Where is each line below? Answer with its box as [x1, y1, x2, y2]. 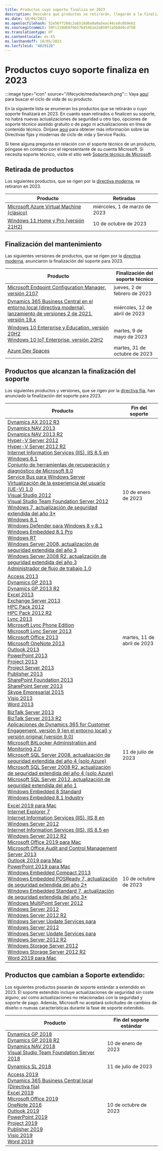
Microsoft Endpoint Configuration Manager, [7, 284, 107, 291]
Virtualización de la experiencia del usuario [7, 480, 106, 486]
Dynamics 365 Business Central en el [7, 298, 93, 305]
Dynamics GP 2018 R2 [7, 1037, 60, 1044]
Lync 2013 [7, 615, 33, 622]
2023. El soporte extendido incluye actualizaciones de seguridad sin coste [5, 989, 154, 995]
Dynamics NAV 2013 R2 [7, 431, 63, 437]
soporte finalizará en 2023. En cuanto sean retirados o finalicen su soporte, [5, 111, 156, 117]
